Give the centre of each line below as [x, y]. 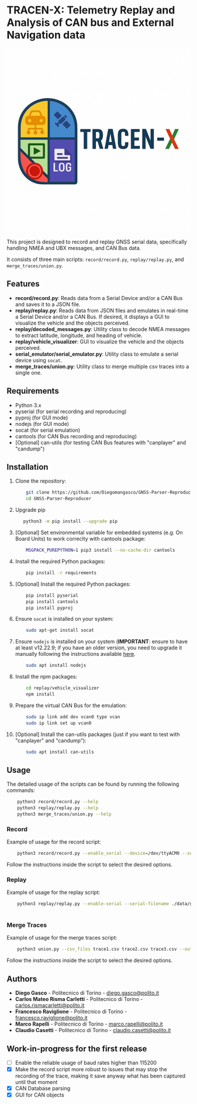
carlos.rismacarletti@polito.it [50, 1005]
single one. [28, 373]
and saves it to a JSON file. [48, 304]
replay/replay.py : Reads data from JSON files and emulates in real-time [102, 310]
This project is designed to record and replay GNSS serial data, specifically [97, 242]
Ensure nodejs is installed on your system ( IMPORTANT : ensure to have [101, 642]
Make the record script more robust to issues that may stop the [91, 1069]
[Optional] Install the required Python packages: [73, 584]
